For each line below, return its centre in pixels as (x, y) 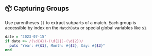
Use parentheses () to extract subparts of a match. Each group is (71, 22)
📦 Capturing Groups (37, 8)
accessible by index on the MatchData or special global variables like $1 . (76, 28)
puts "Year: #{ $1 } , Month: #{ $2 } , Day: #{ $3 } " (57, 45)
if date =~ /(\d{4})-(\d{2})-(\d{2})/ (44, 41)
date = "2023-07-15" (26, 36)
